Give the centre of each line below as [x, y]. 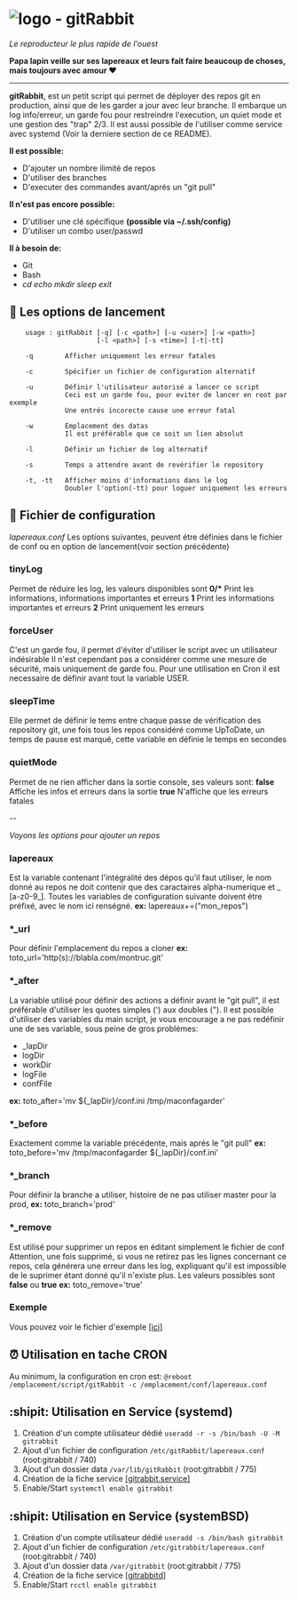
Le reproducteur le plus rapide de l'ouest [83, 44]
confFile [37, 1083]
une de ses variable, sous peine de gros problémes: [104, 1028]
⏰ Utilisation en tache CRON [88, 1355]
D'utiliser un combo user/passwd [82, 230]
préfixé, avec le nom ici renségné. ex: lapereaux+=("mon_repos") [129, 906]
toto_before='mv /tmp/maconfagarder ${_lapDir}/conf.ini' [114, 1152]
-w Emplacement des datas [87, 426]
